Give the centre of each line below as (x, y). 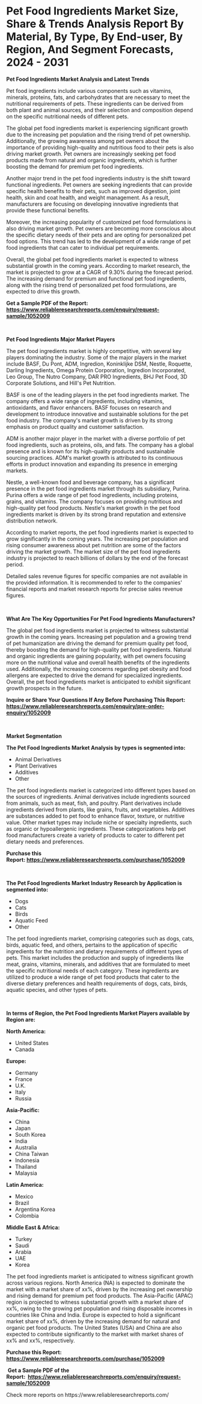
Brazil (22, 1202)
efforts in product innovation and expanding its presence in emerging (92, 464)
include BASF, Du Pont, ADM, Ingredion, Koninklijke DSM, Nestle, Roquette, (99, 364)
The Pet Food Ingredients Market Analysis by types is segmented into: (96, 748)
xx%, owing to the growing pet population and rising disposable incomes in (99, 1308)
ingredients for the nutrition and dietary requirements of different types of (97, 951)
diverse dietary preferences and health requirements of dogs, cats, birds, (97, 983)
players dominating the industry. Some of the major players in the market (96, 357)
